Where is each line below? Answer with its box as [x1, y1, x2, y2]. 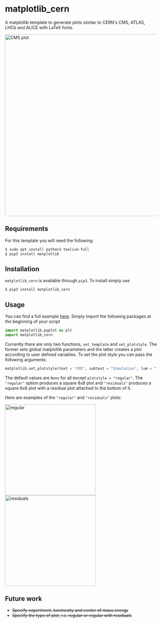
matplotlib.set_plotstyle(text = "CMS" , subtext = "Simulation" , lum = [5, 366, 152, 371]
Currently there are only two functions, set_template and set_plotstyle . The [5, 341, 157, 347]
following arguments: [5, 356, 47, 362]
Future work [5, 595, 42, 603]
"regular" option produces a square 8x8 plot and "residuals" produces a [5, 380, 151, 386]
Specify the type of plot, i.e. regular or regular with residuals [12, 612, 132, 619]
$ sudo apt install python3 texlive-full [5, 247, 90, 252]
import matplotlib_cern [5, 332, 53, 337]
